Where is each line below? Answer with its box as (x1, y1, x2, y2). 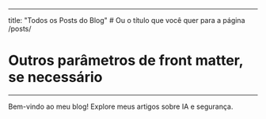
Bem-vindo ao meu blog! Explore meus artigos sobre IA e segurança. (8, 102, 234, 111)
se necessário (8, 69, 103, 87)
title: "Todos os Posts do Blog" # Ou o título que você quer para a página (8, 16, 245, 24)
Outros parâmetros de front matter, (8, 52, 244, 69)
